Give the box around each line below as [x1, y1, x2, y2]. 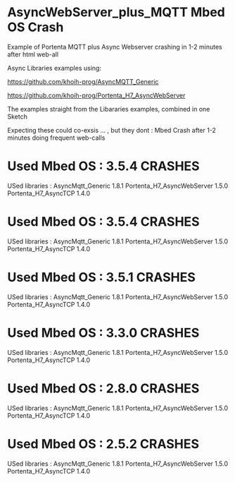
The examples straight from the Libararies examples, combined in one [7, 104, 210, 113]
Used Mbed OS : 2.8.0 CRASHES [7, 380, 200, 396]
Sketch [7, 112, 28, 121]
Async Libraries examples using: [7, 64, 102, 72]
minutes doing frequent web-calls [7, 133, 106, 142]
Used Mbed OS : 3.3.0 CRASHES [7, 325, 200, 341]
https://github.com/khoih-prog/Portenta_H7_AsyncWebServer [7, 91, 186, 100]
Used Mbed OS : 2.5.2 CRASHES [7, 435, 199, 452]
